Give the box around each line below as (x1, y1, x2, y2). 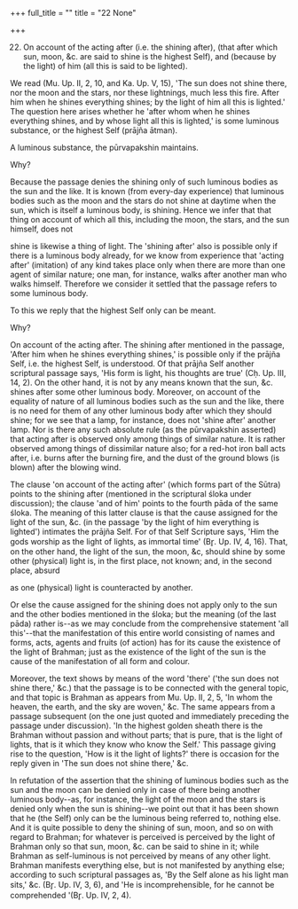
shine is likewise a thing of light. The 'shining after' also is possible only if (10, 241, 278, 251)
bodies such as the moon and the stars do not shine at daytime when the (10, 195, 277, 206)
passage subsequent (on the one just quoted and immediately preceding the (10, 711, 289, 721)
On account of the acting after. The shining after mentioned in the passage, (10, 340, 285, 349)
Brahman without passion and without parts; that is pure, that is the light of (10, 730, 283, 740)
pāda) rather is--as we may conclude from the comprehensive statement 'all (10, 618, 289, 629)
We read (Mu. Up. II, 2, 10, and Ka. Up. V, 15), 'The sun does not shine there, (10, 78, 287, 88)
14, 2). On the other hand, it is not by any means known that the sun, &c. (10, 377, 273, 388)
